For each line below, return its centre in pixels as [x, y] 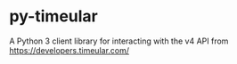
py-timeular [53, 16]
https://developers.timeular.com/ [69, 50]
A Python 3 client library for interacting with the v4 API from [119, 41]
